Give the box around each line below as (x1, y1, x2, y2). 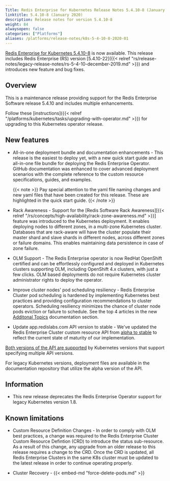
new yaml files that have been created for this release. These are (12, 192, 149, 198)
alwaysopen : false (5, 27, 44, 32)
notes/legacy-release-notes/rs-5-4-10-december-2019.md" (5, 61, 131, 67)
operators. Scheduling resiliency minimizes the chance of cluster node (12, 303, 161, 309)
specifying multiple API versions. (5, 350, 74, 356)
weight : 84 (5, 21, 29, 27)
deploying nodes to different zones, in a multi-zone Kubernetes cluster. (12, 223, 162, 230)
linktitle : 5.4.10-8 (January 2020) (5, 12, 83, 17)
